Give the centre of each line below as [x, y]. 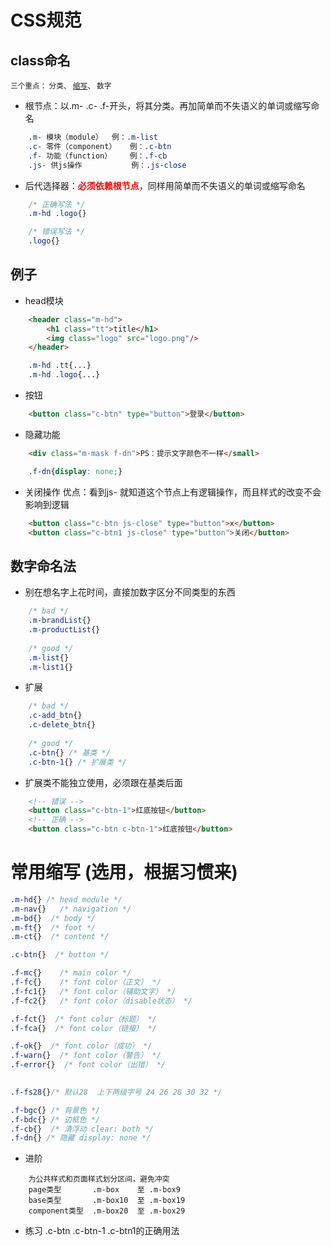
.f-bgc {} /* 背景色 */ [55, 1110]
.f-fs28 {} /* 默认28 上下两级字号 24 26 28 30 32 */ [116, 1092]
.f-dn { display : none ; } [75, 471]
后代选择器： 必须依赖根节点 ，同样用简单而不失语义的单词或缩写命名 [165, 185]
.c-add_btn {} [55, 716]
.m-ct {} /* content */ [60, 937]
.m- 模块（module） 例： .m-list [93, 137]
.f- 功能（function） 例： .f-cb [98, 156]
